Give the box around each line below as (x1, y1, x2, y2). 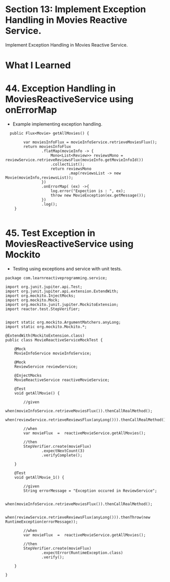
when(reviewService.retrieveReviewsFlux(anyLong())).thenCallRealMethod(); (5, 417, 168, 422)
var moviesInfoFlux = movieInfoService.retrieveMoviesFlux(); (23, 140, 157, 145)
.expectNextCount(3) (41, 448, 85, 453)
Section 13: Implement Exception (5, 4, 146, 15)
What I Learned (5, 60, 71, 71)
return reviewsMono (50, 166, 92, 172)
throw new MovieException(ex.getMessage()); (50, 193, 146, 198)
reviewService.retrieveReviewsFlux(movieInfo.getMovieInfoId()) (5, 158, 144, 163)
